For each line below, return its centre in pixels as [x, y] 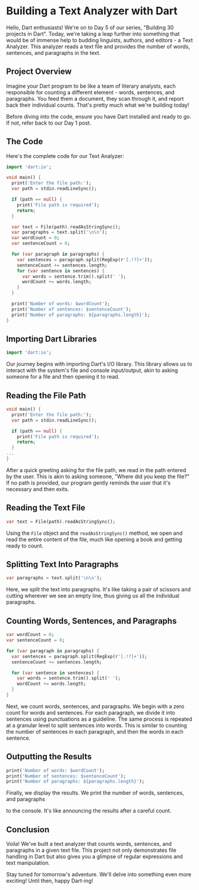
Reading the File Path [46, 396]
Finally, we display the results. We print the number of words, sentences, [95, 793]
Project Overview [39, 72]
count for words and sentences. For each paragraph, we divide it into [91, 712]
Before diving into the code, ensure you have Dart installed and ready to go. [99, 116]
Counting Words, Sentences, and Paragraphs [91, 621]
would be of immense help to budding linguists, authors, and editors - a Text [99, 40]
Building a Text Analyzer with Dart [92, 11]
